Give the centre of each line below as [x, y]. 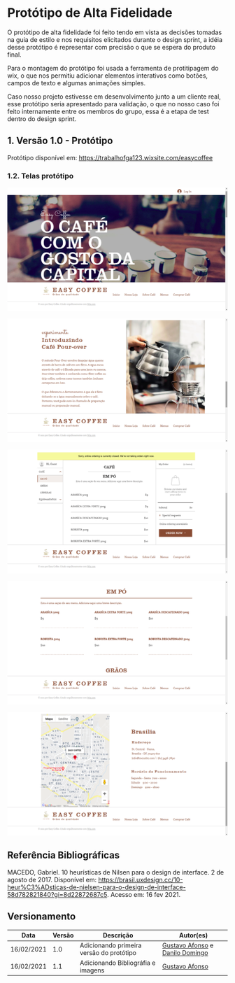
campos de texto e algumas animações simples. [76, 83]
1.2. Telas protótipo [41, 176]
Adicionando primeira [111, 945]
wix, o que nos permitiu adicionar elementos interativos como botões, [108, 76]
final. [15, 55]
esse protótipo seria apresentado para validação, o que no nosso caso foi [113, 104]
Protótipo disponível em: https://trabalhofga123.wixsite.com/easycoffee [110, 157]
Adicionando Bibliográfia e [117, 963]
